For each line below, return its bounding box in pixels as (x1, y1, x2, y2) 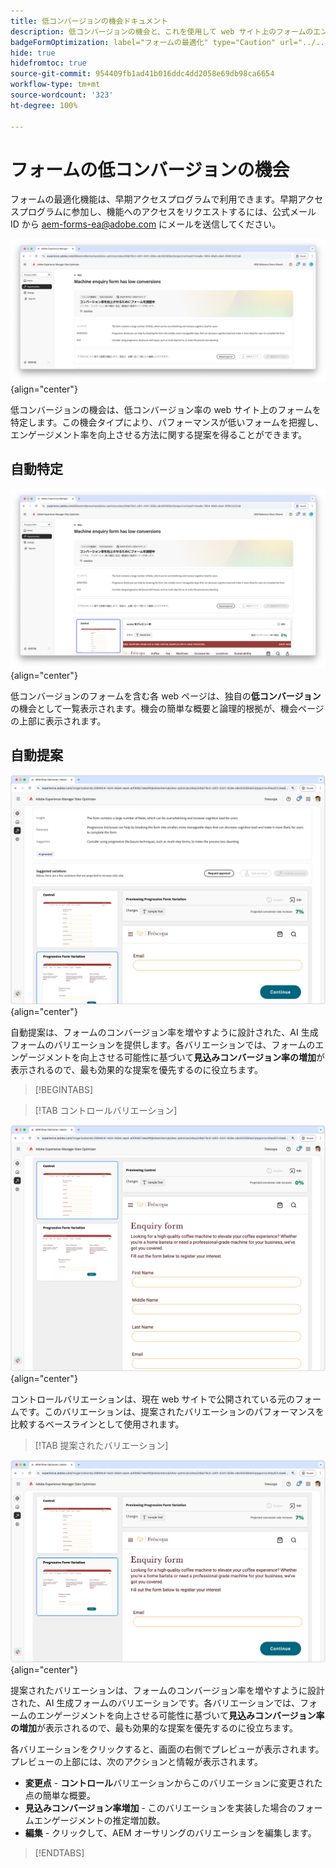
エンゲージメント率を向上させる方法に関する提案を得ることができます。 (10, 428, 308, 440)
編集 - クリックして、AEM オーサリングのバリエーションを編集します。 (24, 1827, 317, 1839)
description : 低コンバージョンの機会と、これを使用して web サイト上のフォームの (10, 26, 314, 37)
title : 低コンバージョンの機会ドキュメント (10, 16, 169, 26)
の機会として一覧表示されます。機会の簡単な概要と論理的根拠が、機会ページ (10, 703, 325, 715)
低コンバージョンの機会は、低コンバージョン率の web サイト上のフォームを (10, 403, 322, 415)
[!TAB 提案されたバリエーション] (34, 1439, 169, 1451)
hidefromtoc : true (10, 58, 87, 69)
